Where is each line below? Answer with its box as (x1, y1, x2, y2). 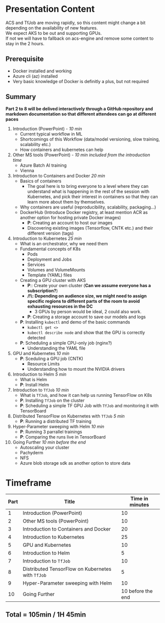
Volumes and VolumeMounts (27, 267, 85, 272)
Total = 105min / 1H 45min (5, 610, 86, 619)
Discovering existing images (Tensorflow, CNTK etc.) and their (27, 225, 153, 231)
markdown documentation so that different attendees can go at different (5, 111, 156, 117)
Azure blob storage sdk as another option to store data (20, 460, 131, 466)
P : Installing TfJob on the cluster (20, 397, 85, 403)
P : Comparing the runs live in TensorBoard (20, 434, 106, 440)
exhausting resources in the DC (27, 303, 93, 309)
